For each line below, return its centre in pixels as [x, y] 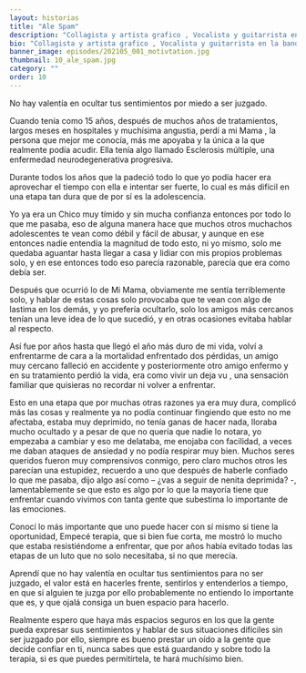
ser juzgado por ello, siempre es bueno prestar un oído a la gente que [140, 639]
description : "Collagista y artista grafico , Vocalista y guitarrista [148, 35]
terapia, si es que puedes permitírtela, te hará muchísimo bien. [127, 658]
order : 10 [28, 77]
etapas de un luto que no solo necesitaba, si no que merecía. [124, 556]
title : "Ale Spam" [44, 26]
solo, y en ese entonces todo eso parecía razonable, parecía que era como [150, 262]
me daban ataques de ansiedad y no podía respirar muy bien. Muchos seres [152, 451]
